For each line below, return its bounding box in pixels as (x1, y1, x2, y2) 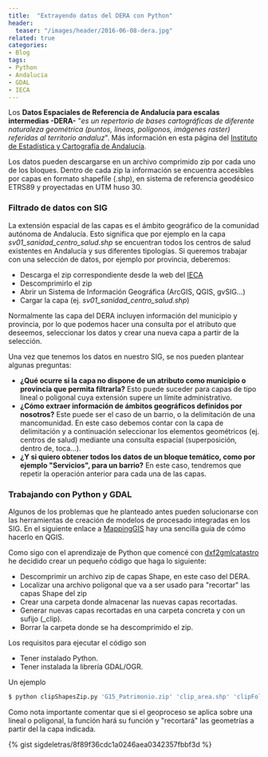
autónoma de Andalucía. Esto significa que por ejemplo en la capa (8, 229, 226, 239)
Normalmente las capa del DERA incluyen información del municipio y (8, 310, 238, 320)
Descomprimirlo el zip (19, 278, 93, 288)
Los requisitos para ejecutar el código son (8, 637, 147, 647)
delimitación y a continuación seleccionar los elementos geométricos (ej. (19, 426, 260, 436)
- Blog (8, 49, 30, 57)
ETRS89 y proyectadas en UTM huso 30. (8, 183, 143, 192)
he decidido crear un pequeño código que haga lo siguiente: (8, 556, 207, 566)
